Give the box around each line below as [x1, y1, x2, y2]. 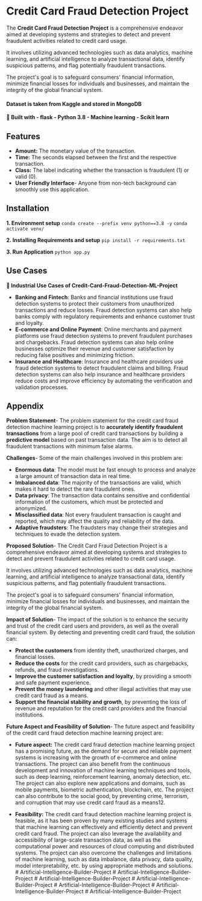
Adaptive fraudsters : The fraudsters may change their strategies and [14, 524, 188, 531]
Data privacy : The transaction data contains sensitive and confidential [14, 492, 190, 499]
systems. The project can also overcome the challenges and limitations [14, 849, 192, 857]
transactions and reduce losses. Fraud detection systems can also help [14, 306, 192, 313]
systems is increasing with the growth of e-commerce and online [14, 754, 177, 761]
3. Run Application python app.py [6, 248, 90, 255]
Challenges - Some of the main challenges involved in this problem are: [6, 454, 183, 462]
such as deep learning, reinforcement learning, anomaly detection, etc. [14, 773, 192, 781]
